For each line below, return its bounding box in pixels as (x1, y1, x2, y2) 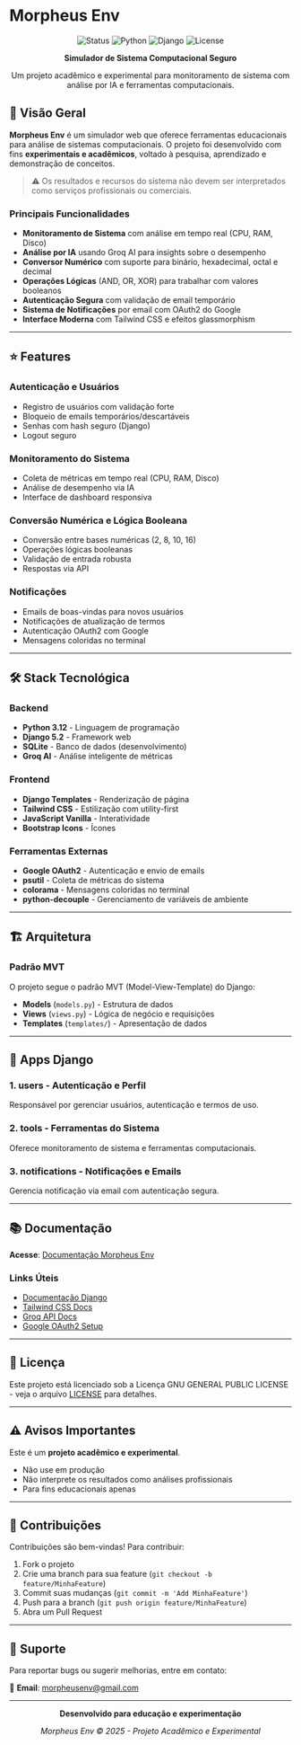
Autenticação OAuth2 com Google (21, 625, 150, 636)
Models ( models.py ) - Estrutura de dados (21, 998, 174, 1009)
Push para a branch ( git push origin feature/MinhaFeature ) (21, 1597, 248, 1608)
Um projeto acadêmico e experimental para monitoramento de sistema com (11, 69, 290, 81)
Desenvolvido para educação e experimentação (59, 1708, 242, 1719)
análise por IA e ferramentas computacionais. (66, 79, 235, 90)
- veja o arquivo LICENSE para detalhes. (9, 1388, 158, 1399)
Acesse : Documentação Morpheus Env (9, 1249, 155, 1260)
